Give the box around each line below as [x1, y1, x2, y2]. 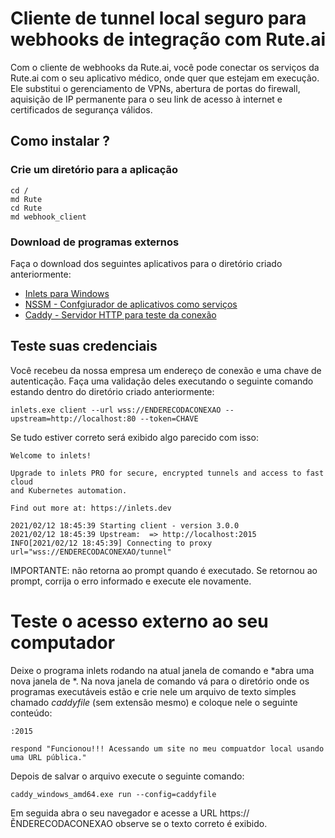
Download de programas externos [10, 235, 180, 249]
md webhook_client [10, 212, 87, 222]
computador [10, 631, 116, 654]
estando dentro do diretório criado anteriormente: [10, 385, 215, 397]
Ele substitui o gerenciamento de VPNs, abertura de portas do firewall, [10, 82, 301, 94]
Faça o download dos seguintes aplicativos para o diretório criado [10, 257, 283, 269]
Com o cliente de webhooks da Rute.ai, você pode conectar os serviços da [10, 61, 320, 73]
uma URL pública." [10, 752, 87, 762]
